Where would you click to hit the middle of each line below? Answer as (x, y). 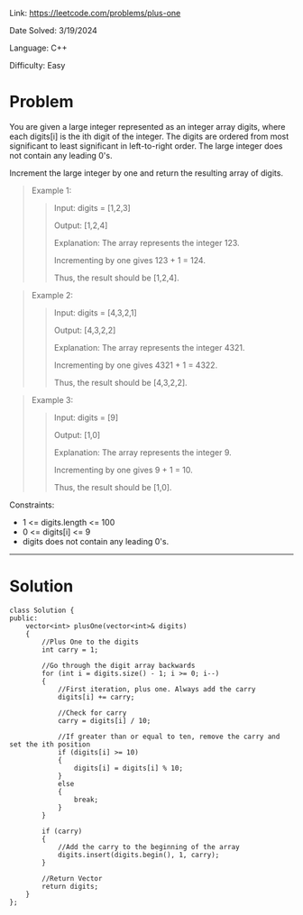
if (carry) (62, 831)
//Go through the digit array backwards (119, 665)
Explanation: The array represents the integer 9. (142, 452)
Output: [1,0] (77, 435)
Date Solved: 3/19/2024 (53, 30)
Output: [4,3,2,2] (85, 330)
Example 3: (52, 399)
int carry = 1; (70, 650)
